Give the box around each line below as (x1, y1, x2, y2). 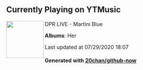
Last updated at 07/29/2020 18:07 (44, 43, 129, 50)
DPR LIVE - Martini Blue (44, 20, 103, 27)
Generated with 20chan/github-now (44, 57, 137, 64)
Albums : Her (44, 32, 77, 39)
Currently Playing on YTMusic (6, 5, 121, 15)
